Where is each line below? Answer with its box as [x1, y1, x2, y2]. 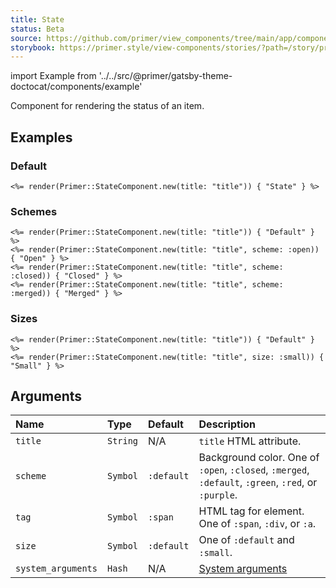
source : [10, 33, 43, 43]
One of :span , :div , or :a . [198, 517, 317, 531]
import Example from [10, 70, 97, 82]
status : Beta [10, 24, 65, 34]
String [106, 436, 139, 447]
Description [198, 417, 256, 431]
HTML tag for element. [198, 504, 305, 518]
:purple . [198, 488, 238, 502]
